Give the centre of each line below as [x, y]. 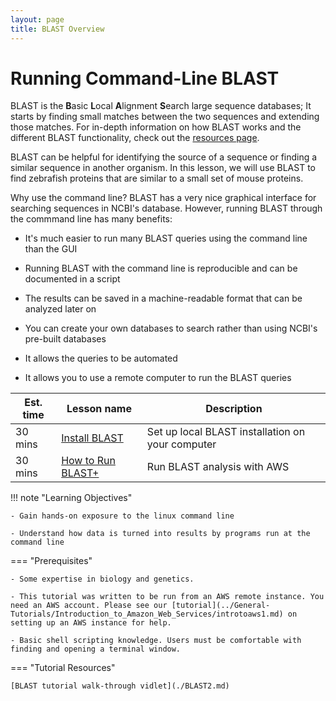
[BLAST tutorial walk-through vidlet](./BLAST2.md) [120, 686]
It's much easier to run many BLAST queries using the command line [166, 238]
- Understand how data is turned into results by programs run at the [160, 534]
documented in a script [72, 279]
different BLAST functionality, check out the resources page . [135, 138]
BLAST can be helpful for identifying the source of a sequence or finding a [164, 157]
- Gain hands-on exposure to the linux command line [122, 516]
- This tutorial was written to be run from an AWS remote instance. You [167, 597]
